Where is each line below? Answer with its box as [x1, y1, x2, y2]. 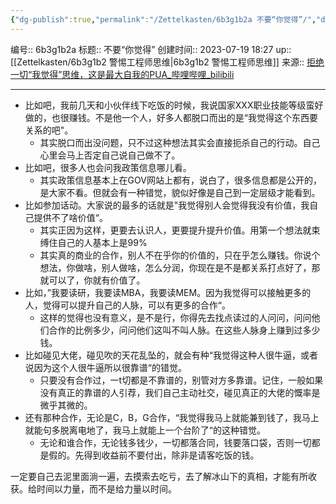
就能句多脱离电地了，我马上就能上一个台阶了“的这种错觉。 [24, 424, 266, 436]
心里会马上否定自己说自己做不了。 [39, 149, 181, 161]
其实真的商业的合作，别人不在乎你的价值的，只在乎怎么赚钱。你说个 [39, 249, 321, 261]
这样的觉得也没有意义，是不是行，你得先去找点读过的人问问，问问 [39, 311, 312, 323]
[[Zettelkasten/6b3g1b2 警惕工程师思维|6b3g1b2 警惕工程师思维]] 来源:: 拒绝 [10, 56, 325, 68]
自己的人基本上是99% [57, 236, 148, 248]
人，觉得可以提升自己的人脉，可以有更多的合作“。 [24, 299, 231, 311]
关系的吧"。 [24, 124, 74, 136]
